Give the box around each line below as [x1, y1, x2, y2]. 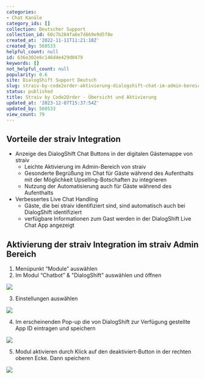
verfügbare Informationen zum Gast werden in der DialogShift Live [24, 215, 192, 223]
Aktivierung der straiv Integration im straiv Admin [6, 239, 199, 249]
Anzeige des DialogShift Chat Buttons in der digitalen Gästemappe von [15, 150, 193, 158]
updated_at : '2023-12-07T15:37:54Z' [6, 100, 99, 106]
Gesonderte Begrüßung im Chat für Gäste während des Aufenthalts [24, 169, 194, 177]
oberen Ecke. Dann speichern [15, 355, 90, 361]
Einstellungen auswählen [15, 295, 78, 302]
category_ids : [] [6, 20, 51, 26]
